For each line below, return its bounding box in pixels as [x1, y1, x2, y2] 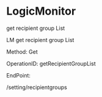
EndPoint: [6, 71, 31, 79]
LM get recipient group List [6, 36, 75, 43]
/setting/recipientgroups [6, 84, 67, 91]
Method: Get [6, 48, 38, 56]
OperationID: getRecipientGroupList [6, 60, 96, 67]
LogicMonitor [6, 4, 76, 18]
